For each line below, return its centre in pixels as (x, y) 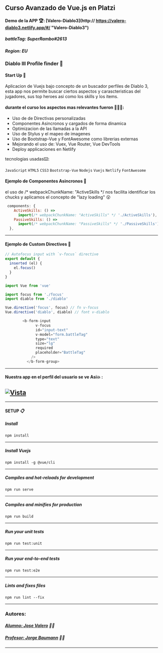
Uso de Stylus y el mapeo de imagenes (51, 133)
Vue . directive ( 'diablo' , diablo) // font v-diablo (57, 312)
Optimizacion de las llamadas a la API (49, 129)
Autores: (16, 614)
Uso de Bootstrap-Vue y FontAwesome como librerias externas (75, 139)
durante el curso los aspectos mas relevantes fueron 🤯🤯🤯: (65, 107)
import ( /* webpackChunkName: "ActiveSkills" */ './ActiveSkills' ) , (88, 215)
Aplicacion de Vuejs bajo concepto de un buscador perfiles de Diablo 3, (77, 86)
